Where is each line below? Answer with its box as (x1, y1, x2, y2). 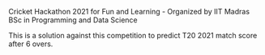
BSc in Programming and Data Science (8, 15, 138, 25)
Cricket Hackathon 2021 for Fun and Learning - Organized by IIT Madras (8, 7, 250, 16)
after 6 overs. (8, 39, 53, 49)
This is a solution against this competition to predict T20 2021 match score (8, 31, 258, 40)
